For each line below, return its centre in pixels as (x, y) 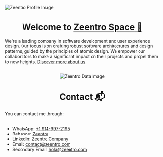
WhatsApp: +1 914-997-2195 (41, 128)
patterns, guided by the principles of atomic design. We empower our (75, 51)
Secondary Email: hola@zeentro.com (49, 149)
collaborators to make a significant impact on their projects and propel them (81, 56)
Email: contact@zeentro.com (41, 144)
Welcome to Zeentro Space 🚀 (82, 27)
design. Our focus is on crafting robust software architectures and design (79, 46)
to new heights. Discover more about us (45, 62)
